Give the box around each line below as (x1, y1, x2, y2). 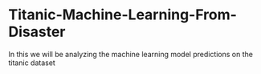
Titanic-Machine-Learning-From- (8, 6, 237, 24)
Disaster (8, 23, 66, 41)
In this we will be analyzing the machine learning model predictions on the (8, 49, 253, 59)
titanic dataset (8, 58, 56, 68)
